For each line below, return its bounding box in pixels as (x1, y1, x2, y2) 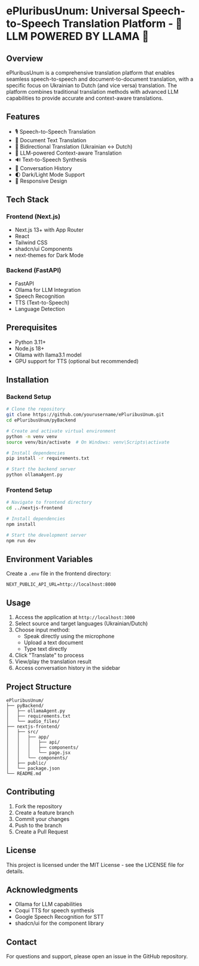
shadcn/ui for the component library (14, 919, 104, 927)
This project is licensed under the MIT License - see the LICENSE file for (6, 861, 184, 868)
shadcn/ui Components (14, 245, 73, 252)
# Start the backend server (6, 466, 76, 472)
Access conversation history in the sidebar (14, 664, 121, 672)
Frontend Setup (6, 485, 53, 494)
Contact (6, 937, 37, 947)
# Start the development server (6, 532, 87, 538)
